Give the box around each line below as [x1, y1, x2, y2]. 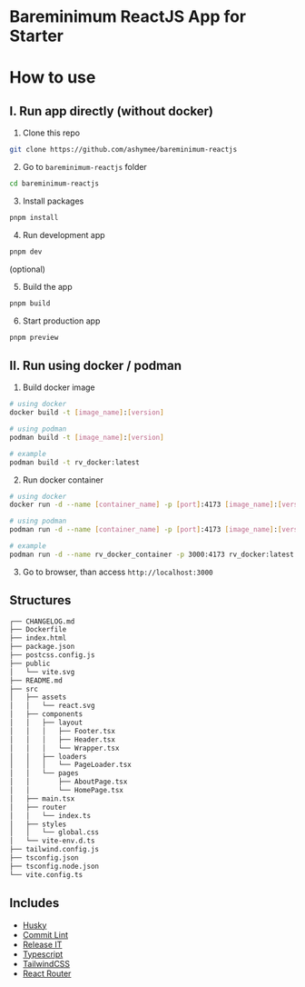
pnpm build [9, 298, 51, 308]
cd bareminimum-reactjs [9, 179, 100, 188]
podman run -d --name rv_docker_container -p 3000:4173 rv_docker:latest [9, 550, 295, 559]
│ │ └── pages [9, 769, 79, 778]
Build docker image [22, 382, 95, 393]
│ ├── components [9, 710, 84, 719]
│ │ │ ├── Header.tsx [9, 734, 116, 744]
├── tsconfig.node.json [9, 862, 100, 871]
